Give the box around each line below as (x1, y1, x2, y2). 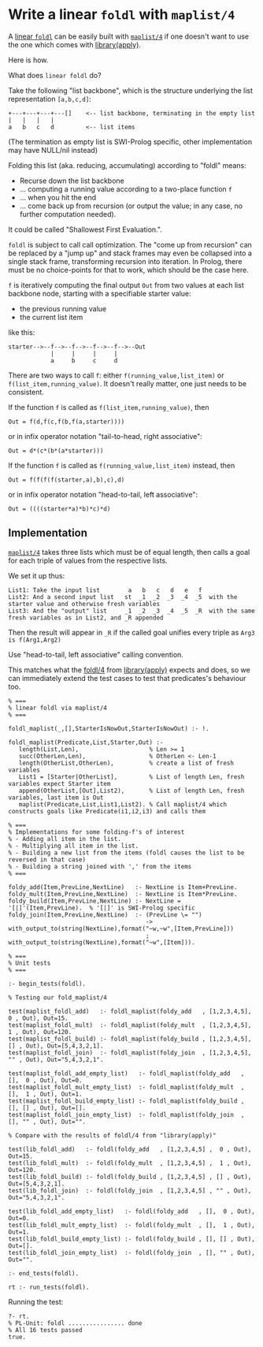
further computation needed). (19, 209, 117, 218)
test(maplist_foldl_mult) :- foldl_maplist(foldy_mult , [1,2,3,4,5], (8, 1021, 252, 1029)
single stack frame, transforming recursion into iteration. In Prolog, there (8, 256, 243, 266)
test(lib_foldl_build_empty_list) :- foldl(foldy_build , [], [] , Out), (8, 1235, 256, 1243)
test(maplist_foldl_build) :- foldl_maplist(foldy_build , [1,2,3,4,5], (8, 1035, 252, 1043)
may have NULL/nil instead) (8, 145, 98, 154)
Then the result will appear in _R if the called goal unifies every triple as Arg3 (8, 627, 255, 637)
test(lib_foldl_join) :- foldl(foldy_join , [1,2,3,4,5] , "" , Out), (8, 1186, 252, 1195)
